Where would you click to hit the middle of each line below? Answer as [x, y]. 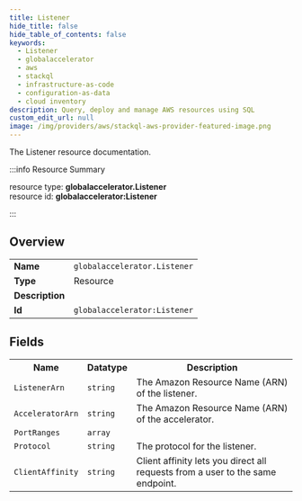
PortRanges [37, 432]
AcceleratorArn [46, 413]
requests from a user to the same [206, 471]
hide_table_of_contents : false [68, 34]
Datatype [107, 367]
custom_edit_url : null [52, 118]
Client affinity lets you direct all [201, 461]
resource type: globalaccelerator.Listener [88, 187]
